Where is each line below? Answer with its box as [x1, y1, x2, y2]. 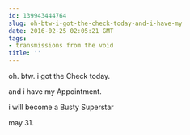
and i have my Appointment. [8, 87, 103, 96]
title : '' [8, 49, 42, 57]
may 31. [8, 118, 35, 127]
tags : [8, 34, 27, 43]
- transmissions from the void [8, 42, 114, 50]
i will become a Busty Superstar [8, 102, 115, 112]
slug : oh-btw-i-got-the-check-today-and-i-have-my [8, 19, 183, 27]
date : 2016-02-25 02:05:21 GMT [8, 27, 114, 35]
